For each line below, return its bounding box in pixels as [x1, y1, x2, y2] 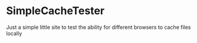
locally [6, 29, 22, 37]
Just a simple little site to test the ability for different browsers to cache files [6, 24, 191, 31]
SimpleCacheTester [6, 4, 105, 18]
